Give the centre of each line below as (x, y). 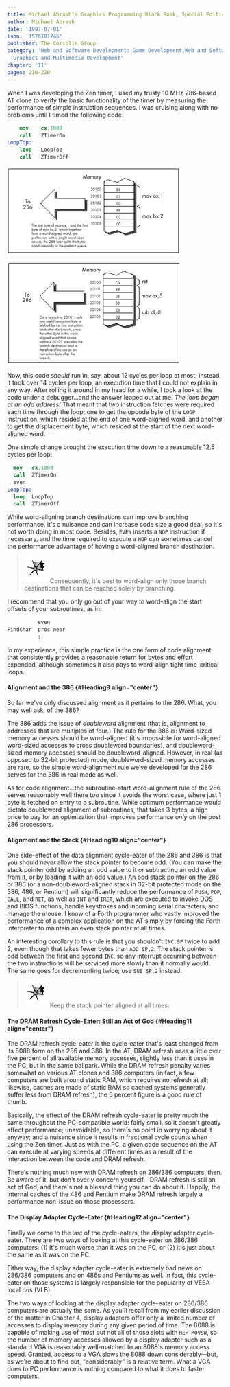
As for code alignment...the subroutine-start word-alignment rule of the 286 (114, 788)
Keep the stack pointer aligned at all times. (110, 1005)
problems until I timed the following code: (66, 115)
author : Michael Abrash (41, 22)
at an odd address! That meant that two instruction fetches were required (111, 404)
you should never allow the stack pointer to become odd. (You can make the (115, 862)
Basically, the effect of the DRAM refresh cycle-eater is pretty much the (108, 1115)
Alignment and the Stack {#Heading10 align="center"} (87, 840)
